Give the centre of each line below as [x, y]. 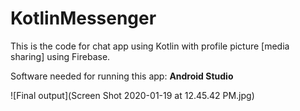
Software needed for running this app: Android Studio [122, 76]
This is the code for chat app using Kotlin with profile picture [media [150, 46]
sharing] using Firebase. [60, 56]
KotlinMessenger [83, 18]
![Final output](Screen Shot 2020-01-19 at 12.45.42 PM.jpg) [132, 95]
